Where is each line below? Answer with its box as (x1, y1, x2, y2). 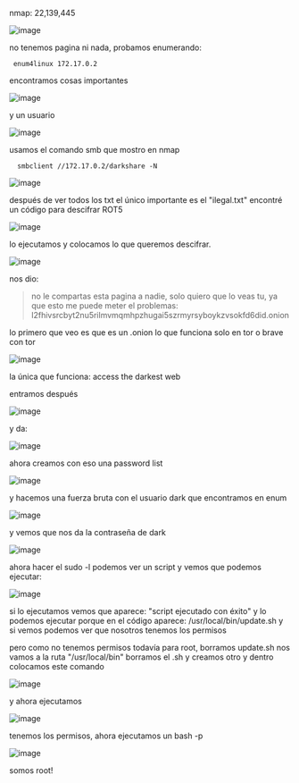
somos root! (9, 765, 54, 776)
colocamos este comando (9, 661, 105, 671)
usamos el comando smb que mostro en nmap (9, 145, 180, 155)
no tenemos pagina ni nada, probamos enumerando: (9, 42, 203, 53)
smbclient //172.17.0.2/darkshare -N (17, 162, 158, 171)
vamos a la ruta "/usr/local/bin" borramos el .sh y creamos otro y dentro (9, 652, 274, 662)
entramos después (9, 389, 79, 399)
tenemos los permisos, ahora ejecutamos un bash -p (9, 730, 203, 741)
